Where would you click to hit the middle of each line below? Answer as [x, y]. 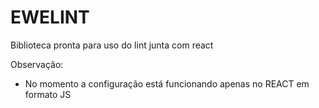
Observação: [37, 64]
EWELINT [50, 17]
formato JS [48, 94]
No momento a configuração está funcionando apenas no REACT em [167, 83]
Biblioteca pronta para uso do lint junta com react [112, 45]
